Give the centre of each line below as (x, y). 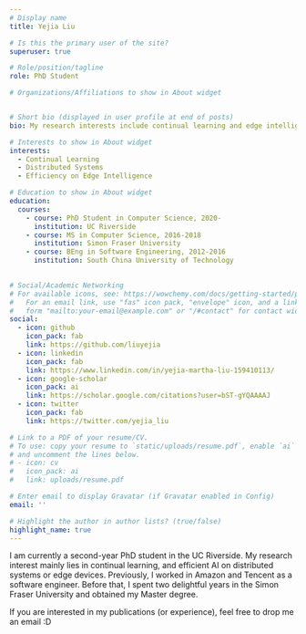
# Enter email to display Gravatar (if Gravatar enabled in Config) (142, 496)
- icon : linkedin (51, 353)
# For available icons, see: (65, 294)
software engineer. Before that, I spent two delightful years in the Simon (144, 585)
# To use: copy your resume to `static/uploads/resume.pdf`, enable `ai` (153, 446)
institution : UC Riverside (85, 226)
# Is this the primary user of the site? (89, 43)
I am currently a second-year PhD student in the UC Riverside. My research (151, 556)
